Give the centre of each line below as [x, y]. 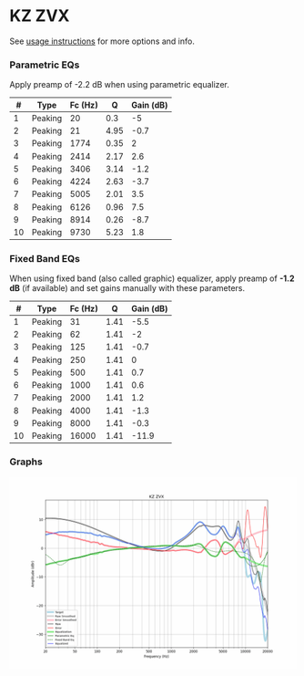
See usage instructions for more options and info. [102, 41]
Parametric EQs [45, 65]
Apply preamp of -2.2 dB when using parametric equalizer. [119, 85]
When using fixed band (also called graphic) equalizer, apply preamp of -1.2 [152, 278]
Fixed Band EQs [45, 258]
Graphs [26, 462]
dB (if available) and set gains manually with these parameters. [127, 288]
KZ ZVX [40, 16]
